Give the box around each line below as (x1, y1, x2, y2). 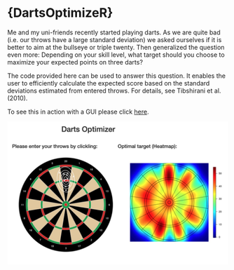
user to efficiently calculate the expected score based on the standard (7, 79, 210, 87)
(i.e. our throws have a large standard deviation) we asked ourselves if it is (7, 35, 222, 43)
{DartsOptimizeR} (7, 5, 113, 21)
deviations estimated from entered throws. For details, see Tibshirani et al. (7, 86, 221, 95)
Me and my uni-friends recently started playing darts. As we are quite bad (7, 28, 221, 36)
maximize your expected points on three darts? (7, 58, 144, 66)
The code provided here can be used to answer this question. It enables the (7, 72, 226, 80)
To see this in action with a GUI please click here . (7, 107, 149, 116)
